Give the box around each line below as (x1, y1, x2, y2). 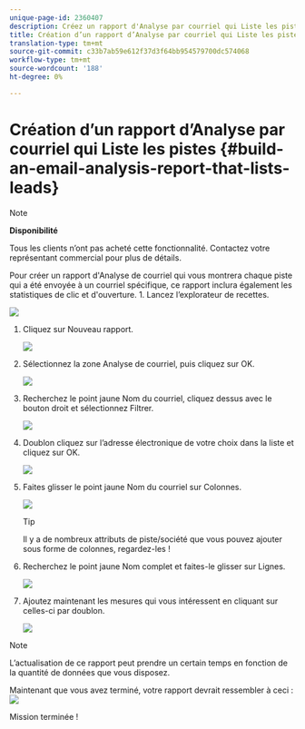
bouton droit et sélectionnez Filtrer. (22, 402, 154, 413)
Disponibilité (9, 224, 59, 236)
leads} (9, 177, 60, 198)
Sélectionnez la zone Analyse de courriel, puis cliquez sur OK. (22, 358, 256, 369)
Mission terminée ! (9, 711, 79, 722)
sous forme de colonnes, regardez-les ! (22, 543, 171, 554)
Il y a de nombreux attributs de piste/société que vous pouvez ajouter (22, 533, 283, 545)
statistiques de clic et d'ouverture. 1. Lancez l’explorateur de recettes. (9, 289, 270, 300)
